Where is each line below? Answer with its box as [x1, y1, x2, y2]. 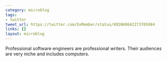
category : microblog [5, 7, 50, 13]
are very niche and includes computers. [5, 51, 89, 57]
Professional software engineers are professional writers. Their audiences [5, 46, 162, 51]
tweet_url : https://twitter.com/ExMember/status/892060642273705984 [5, 22, 155, 27]
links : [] [5, 27, 27, 32]
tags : [5, 12, 17, 17]
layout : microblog [5, 31, 45, 36]
